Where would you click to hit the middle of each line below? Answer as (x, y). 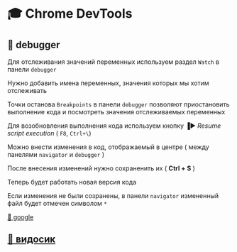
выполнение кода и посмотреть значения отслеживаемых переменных (116, 112)
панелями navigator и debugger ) (56, 154)
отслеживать (27, 91)
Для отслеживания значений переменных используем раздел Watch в (114, 62)
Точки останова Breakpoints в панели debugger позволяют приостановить (118, 104)
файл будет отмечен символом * (57, 203)
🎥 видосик (31, 240)
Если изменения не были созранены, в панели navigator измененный (113, 196)
